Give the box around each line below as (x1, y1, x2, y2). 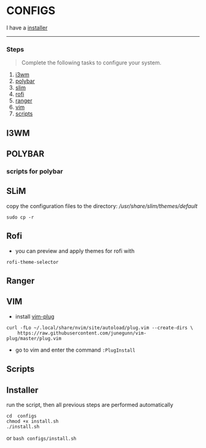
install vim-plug (15, 312, 55, 320)
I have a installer (6, 24, 48, 31)
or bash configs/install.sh (6, 434, 77, 442)
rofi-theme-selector (6, 259, 59, 265)
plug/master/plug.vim (6, 335, 62, 341)
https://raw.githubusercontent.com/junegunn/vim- (17, 330, 147, 336)
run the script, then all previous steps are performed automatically (6, 401, 174, 408)
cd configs (6, 412, 37, 419)
